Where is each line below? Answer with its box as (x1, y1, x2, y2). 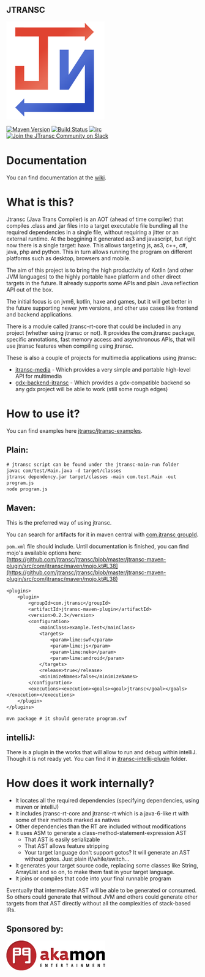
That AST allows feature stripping (24, 842, 109, 850)
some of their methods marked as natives (15, 817, 121, 823)
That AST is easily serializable (24, 836, 100, 843)
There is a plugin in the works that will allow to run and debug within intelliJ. (6, 749, 197, 756)
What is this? (6, 195, 75, 209)
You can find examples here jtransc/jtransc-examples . (6, 427, 143, 434)
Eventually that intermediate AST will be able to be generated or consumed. (6, 887, 197, 894)
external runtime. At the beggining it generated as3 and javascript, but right (6, 235, 196, 242)
